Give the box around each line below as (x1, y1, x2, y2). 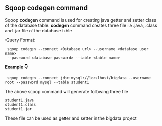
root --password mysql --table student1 (5, 80, 90, 85)
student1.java (5, 98, 34, 103)
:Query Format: (5, 37, 36, 43)
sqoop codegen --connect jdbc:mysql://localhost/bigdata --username (7, 75, 151, 80)
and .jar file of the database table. (5, 27, 74, 33)
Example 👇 (5, 64, 28, 70)
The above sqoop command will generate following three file (5, 88, 128, 94)
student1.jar (5, 106, 32, 111)
